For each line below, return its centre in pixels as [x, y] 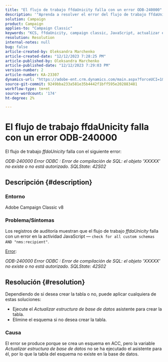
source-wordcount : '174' [31, 93]
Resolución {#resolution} [45, 282]
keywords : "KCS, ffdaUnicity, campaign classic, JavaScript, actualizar [82, 33]
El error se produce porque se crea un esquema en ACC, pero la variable [80, 344]
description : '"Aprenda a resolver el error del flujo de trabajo [76, 14]
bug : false [16, 47]
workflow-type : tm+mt [28, 89]
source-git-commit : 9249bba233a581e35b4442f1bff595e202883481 [71, 84]
